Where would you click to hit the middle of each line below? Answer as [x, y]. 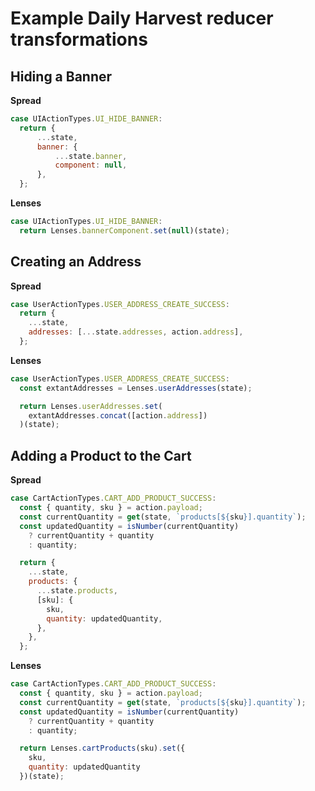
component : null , [91, 165]
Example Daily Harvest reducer [142, 18]
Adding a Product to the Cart [101, 455]
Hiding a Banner [61, 76]
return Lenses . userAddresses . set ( [91, 406]
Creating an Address [76, 262]
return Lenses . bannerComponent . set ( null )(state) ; [124, 230]
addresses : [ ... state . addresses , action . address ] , [136, 332]
